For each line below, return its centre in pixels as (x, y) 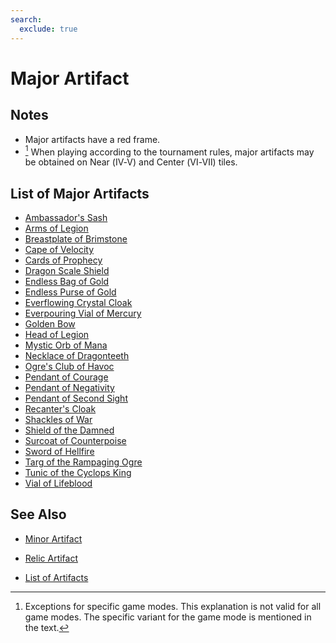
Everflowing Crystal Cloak (78, 302)
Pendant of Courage (66, 377)
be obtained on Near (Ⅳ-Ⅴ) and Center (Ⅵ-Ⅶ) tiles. (131, 162)
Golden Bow (50, 323)
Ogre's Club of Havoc (69, 366)
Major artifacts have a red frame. (92, 139)
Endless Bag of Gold (67, 281)
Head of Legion (57, 334)
